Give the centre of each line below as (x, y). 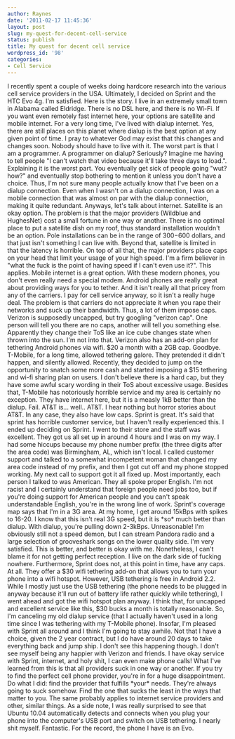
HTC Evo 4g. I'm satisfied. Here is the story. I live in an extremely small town (117, 101)
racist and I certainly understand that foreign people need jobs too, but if (112, 489)
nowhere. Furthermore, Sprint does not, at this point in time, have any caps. (116, 563)
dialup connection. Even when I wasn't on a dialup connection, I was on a (113, 190)
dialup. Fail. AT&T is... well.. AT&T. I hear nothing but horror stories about (112, 407)
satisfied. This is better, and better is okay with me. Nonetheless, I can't (110, 549)
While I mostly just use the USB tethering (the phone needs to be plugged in (117, 586)
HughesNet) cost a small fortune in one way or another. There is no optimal (116, 220)
